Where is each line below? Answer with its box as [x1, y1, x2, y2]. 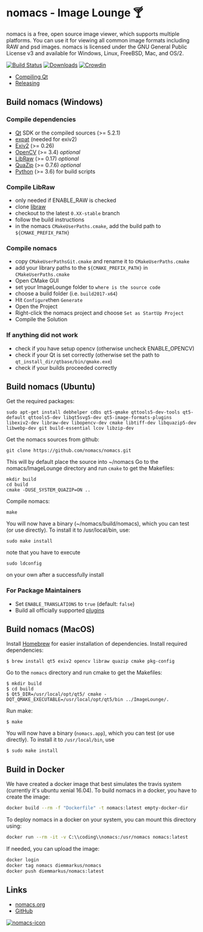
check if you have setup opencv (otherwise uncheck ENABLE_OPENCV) [15, 344, 195, 352]
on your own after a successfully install [6, 571, 104, 578]
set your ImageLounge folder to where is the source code [15, 284, 161, 291]
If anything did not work [6, 331, 78, 340]
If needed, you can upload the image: [6, 845, 100, 852]
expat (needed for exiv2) [15, 135, 78, 142]
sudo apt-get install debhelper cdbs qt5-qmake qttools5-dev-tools [6, 409, 181, 415]
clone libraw [15, 203, 46, 210]
